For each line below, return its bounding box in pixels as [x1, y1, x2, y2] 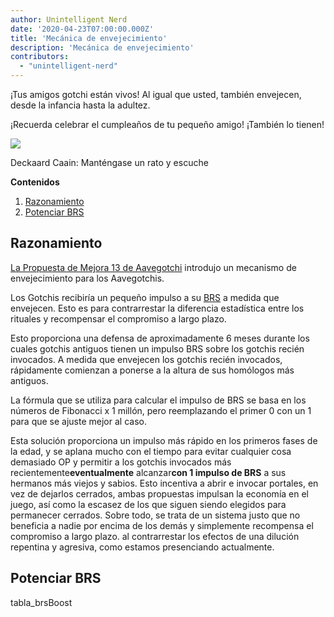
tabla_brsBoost [10, 596, 73, 608]
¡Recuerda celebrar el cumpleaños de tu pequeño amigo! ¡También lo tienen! [10, 119, 325, 130]
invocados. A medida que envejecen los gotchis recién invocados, [10, 353, 283, 365]
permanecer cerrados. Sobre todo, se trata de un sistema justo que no [10, 509, 301, 521]
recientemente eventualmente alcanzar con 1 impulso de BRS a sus [10, 466, 287, 478]
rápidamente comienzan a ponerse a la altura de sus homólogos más [10, 364, 295, 376]
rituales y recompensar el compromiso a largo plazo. [10, 312, 227, 325]
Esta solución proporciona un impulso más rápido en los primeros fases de [10, 434, 318, 446]
